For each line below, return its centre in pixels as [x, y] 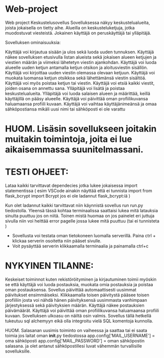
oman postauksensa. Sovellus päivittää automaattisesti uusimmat [71, 290]
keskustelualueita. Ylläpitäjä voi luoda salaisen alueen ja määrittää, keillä [78, 93]
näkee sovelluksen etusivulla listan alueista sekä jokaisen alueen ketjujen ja [81, 57]
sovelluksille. [18, 351]
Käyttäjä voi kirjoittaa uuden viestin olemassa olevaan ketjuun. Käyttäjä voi [80, 72]
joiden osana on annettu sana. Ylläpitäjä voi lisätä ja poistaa [65, 88]
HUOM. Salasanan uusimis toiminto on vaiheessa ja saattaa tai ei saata [76, 330]
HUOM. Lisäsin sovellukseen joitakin [81, 129]
